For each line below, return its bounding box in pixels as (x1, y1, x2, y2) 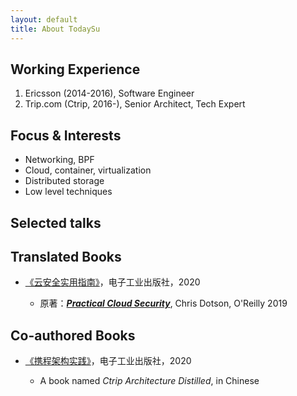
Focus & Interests (10, 127, 122, 144)
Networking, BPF (24, 154, 95, 166)
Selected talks (10, 214, 102, 231)
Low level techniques (24, 186, 113, 198)
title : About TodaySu (10, 24, 101, 34)
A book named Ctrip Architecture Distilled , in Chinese (39, 375, 260, 387)
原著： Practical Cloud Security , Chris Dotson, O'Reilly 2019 (39, 297, 288, 310)
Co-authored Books (10, 327, 136, 344)
